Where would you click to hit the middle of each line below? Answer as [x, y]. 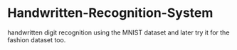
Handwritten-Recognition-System [110, 13]
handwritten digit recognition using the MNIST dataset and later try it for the [118, 32]
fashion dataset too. [37, 39]
